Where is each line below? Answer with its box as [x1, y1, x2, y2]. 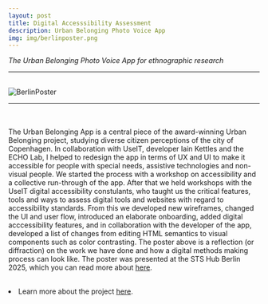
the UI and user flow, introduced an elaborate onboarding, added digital [8, 212, 243, 222]
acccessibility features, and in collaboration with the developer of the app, [8, 220, 252, 230]
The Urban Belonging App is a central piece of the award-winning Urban [8, 127, 247, 136]
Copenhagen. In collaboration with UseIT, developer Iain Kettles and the [8, 144, 245, 154]
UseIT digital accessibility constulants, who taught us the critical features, [8, 187, 251, 196]
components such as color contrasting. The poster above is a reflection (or [8, 237, 254, 247]
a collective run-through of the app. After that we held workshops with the [8, 178, 253, 188]
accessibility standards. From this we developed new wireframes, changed [8, 203, 254, 213]
